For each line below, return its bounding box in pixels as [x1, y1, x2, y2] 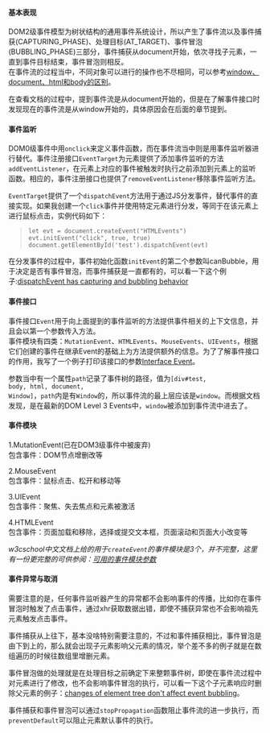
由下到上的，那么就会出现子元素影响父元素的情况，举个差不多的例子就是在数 [8, 641, 262, 651]
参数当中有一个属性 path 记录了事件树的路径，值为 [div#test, [8, 373, 207, 383]
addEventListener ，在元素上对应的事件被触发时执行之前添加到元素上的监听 [8, 164, 256, 173]
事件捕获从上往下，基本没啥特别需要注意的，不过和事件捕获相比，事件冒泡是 [8, 631, 262, 640]
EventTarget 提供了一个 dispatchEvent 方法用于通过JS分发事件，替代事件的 [8, 191, 252, 201]
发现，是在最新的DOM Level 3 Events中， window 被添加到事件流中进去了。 [8, 400, 252, 410]
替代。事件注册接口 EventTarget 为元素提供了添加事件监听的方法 [14, 154, 224, 164]
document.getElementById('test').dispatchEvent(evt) [27, 242, 209, 250]
